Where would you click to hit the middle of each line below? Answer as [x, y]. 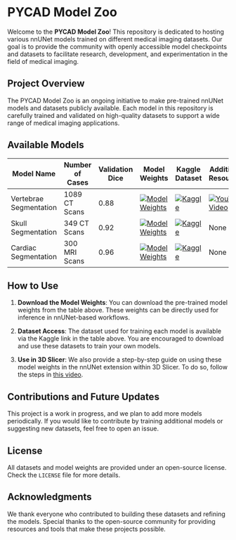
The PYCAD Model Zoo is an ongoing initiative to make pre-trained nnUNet [115, 100]
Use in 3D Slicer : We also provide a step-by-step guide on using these [119, 360]
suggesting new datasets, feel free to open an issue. [83, 428]
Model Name [34, 173]
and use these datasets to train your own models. [89, 346]
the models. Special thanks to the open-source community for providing [111, 521]
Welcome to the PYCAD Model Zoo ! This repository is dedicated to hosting [116, 32]
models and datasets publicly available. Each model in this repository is [110, 108]
